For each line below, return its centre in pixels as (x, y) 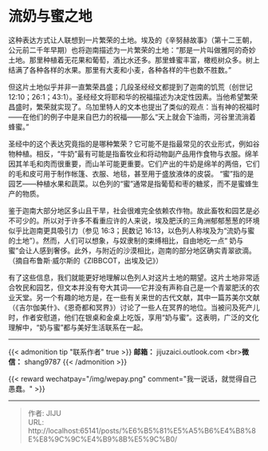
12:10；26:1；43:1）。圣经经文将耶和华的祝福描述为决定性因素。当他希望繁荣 (133, 97)
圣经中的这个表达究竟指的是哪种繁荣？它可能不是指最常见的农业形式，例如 (130, 144)
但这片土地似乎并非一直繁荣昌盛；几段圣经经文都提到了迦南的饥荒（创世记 (130, 87)
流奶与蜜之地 (51, 16)
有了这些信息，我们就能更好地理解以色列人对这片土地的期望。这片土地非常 (130, 277)
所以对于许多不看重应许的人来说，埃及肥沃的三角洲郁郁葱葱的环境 (151, 220)
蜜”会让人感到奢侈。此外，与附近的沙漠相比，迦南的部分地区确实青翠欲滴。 (132, 250)
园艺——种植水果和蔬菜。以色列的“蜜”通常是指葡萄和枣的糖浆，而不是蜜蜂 (130, 184)
